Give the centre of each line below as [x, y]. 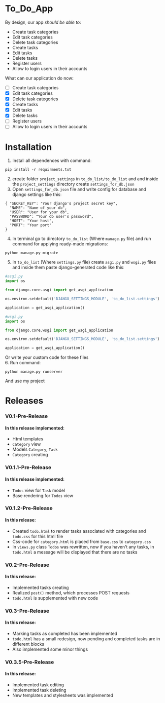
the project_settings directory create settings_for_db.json [73, 184]
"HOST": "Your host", [32, 221]
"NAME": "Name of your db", [38, 208]
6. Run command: [23, 363]
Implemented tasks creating [40, 587]
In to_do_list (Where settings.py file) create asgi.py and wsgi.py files [84, 262]
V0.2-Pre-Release [27, 565]
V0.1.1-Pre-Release [28, 468]
